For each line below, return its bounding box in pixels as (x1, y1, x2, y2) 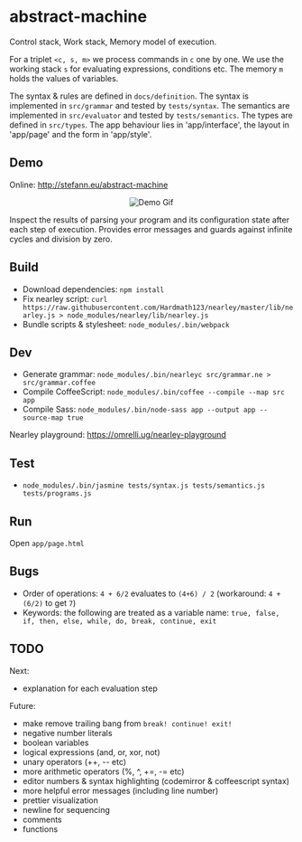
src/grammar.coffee (22, 378, 96, 388)
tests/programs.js (22, 489, 92, 498)
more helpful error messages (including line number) (22, 785, 219, 796)
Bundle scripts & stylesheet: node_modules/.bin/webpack (22, 318, 230, 329)
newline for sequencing (22, 804, 111, 815)
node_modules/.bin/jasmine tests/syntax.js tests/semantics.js (22, 481, 266, 490)
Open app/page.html (9, 538, 85, 548)
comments (22, 814, 62, 825)
